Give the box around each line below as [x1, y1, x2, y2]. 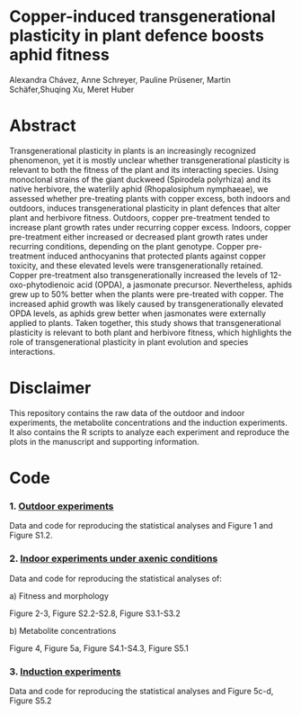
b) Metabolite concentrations [9, 625, 117, 636]
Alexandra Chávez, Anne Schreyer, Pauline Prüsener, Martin [9, 74, 231, 85]
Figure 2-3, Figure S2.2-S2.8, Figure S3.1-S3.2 [9, 608, 181, 619]
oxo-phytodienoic [9, 279, 75, 290]
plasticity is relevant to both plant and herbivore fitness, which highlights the [9, 327, 292, 338]
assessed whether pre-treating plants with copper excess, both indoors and [9, 193, 290, 204]
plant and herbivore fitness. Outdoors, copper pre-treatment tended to [9, 212, 270, 222]
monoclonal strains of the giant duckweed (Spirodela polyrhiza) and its [9, 174, 271, 185]
